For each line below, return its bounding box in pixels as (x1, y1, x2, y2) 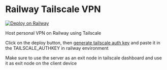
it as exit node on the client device (5, 60, 77, 66)
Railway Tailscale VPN (5, 4, 101, 15)
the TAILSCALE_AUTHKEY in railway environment (5, 45, 109, 51)
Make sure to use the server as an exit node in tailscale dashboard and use (5, 54, 162, 61)
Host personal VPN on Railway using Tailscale (5, 30, 102, 36)
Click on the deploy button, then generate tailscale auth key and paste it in (5, 39, 161, 46)
